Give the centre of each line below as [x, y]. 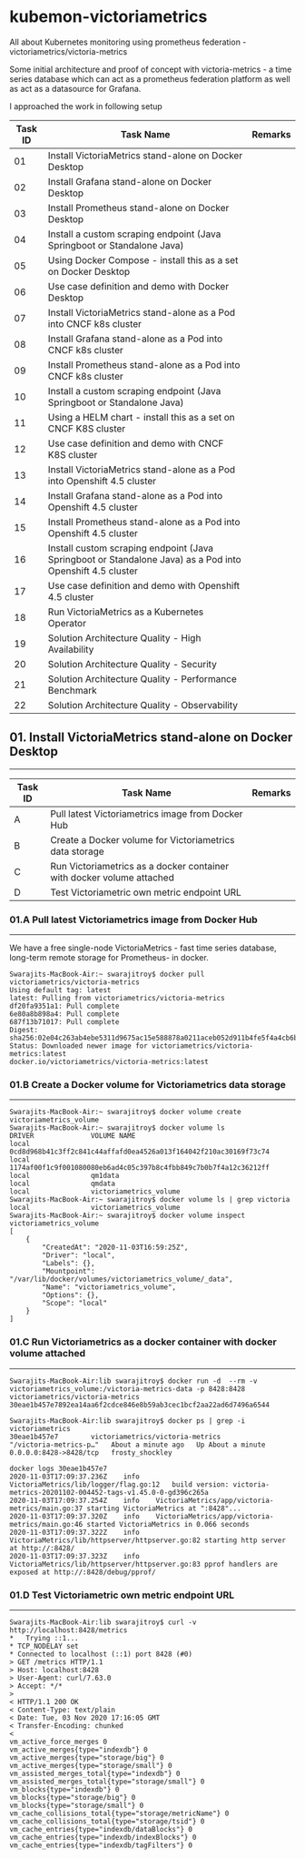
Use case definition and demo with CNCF [136, 443]
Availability [71, 649]
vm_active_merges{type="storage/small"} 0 [91, 1765]
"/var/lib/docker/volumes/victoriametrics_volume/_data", [121, 1280]
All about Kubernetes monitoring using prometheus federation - [128, 42]
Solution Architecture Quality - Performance [143, 678]
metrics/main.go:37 [46, 1509]
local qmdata [63, 1184]
